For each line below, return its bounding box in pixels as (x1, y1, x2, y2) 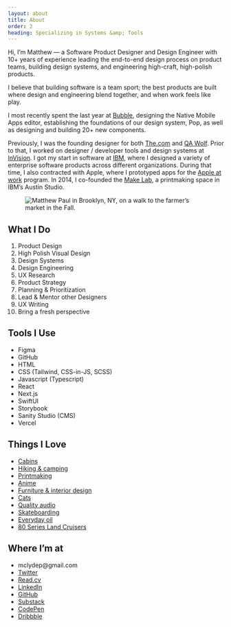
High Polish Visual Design (17, 249, 91, 258)
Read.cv (17, 575, 41, 584)
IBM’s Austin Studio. (8, 183, 65, 191)
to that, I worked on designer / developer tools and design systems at (8, 146, 205, 155)
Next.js (17, 389, 38, 397)
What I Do (8, 223, 51, 235)
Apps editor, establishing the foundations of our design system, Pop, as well (8, 118, 223, 127)
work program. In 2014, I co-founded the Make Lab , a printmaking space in (8, 176, 220, 184)
